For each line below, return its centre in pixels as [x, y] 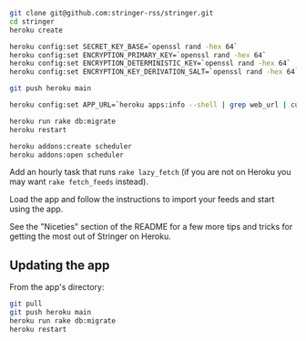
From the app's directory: [57, 287]
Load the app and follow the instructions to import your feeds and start [142, 200]
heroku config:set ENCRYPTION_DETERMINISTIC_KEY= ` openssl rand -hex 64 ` [150, 64]
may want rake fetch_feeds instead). [79, 181]
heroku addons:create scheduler [71, 146]
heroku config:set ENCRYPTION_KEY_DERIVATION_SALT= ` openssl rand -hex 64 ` [154, 72]
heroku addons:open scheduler [67, 155]
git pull [26, 304]
